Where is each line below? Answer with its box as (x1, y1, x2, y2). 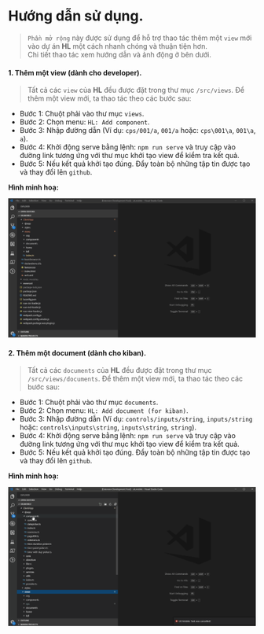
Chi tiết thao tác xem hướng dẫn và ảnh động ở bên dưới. (27, 50, 212, 59)
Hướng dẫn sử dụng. (8, 7, 144, 25)
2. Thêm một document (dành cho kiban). (8, 348, 147, 357)
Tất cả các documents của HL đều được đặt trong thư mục (27, 366, 212, 375)
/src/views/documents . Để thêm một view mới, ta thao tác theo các (27, 374, 244, 384)
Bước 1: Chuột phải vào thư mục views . (19, 109, 145, 119)
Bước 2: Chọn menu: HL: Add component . (19, 117, 150, 127)
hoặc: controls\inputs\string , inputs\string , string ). (19, 422, 197, 432)
